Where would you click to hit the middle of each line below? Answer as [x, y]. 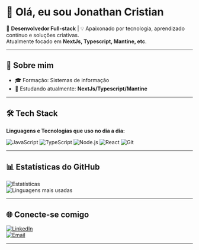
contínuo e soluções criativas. [43, 35]
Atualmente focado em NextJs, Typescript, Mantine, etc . [76, 41]
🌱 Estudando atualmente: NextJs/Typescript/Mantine [81, 89]
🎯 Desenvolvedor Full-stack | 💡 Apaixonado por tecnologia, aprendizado [96, 28]
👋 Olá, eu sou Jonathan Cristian [85, 12]
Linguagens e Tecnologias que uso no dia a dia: [66, 131]
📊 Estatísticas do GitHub [53, 167]
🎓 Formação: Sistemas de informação [62, 80]
